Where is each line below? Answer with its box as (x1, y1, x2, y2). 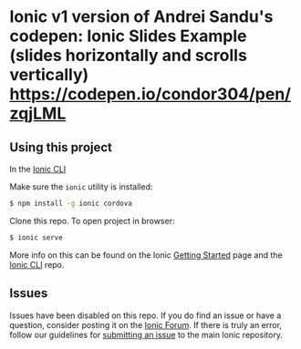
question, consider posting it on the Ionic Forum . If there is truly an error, (9, 319, 283, 330)
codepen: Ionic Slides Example (9, 26, 247, 46)
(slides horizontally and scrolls (9, 46, 248, 66)
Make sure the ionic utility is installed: (9, 181, 153, 192)
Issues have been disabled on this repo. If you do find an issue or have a (9, 310, 282, 321)
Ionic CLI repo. (9, 259, 65, 270)
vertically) (9, 65, 89, 86)
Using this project (9, 139, 112, 155)
